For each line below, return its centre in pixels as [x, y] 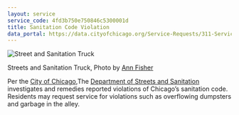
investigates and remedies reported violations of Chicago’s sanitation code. [118, 89]
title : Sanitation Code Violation [59, 27]
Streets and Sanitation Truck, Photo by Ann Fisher [80, 67]
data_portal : [27, 34]
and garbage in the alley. [44, 104]
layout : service [31, 14]
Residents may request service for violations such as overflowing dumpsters [119, 97]
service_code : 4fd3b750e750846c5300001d [68, 21]
